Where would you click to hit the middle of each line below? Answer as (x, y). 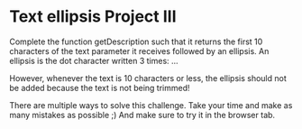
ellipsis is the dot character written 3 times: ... (94, 60)
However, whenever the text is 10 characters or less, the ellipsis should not (148, 78)
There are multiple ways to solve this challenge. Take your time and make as (151, 105)
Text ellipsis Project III (93, 17)
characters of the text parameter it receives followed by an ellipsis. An (139, 51)
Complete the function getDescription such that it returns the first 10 (136, 41)
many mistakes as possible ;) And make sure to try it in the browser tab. (142, 115)
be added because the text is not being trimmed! (100, 88)
